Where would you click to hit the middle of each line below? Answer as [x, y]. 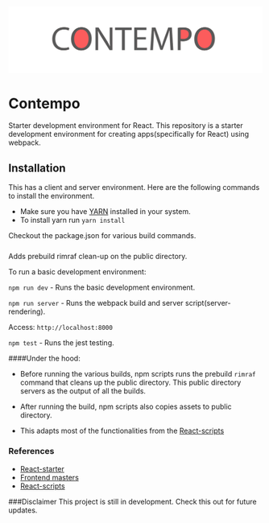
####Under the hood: [44, 358]
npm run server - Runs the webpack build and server [96, 303]
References [31, 451]
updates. [23, 510]
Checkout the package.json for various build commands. [102, 236]
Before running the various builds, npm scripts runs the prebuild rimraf [138, 373]
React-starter [42, 468]
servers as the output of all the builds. [83, 391]
